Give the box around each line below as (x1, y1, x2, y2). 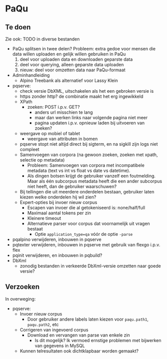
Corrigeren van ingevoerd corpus (19, 327, 89, 333)
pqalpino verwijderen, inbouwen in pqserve (12, 236, 102, 242)
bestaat (27, 226, 43, 232)
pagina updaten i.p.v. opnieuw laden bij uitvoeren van (34, 120, 145, 126)
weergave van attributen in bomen (27, 136, 98, 142)
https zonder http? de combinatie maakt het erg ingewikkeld (19, 93, 144, 99)
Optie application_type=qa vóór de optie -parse (34, 231, 133, 237)
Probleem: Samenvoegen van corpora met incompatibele (27, 163, 145, 168)
